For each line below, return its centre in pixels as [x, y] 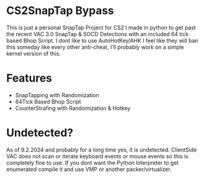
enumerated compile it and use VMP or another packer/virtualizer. [89, 169]
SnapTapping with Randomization [57, 95]
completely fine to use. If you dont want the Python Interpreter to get [93, 163]
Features [29, 79]
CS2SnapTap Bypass [60, 11]
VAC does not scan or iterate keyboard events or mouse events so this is [97, 156]
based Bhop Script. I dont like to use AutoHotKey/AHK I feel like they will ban [102, 40]
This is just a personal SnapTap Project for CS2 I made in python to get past [101, 27]
